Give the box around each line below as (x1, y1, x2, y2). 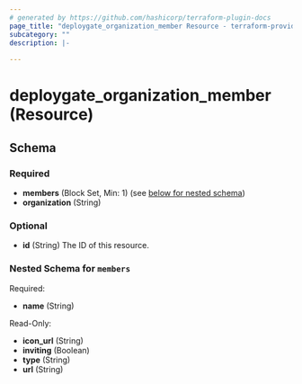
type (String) (22, 354, 71, 365)
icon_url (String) (22, 335, 84, 346)
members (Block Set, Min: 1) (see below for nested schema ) (22, 188, 245, 198)
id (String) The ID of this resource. (22, 240, 150, 251)
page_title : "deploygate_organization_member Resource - (9, 22, 227, 31)
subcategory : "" (9, 30, 70, 39)
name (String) (22, 300, 75, 311)
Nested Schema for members (9, 263, 131, 275)
